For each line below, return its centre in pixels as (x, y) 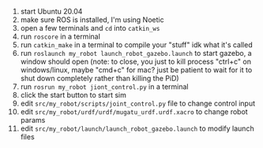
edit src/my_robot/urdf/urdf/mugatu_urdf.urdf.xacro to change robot (134, 112)
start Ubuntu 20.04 (51, 11)
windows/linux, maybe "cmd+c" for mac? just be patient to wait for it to (136, 70)
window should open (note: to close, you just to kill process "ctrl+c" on (136, 61)
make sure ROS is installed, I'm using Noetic (92, 20)
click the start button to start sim (73, 95)
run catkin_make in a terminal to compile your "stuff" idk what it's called (136, 45)
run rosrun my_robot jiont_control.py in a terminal (104, 87)
